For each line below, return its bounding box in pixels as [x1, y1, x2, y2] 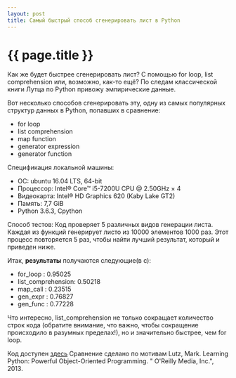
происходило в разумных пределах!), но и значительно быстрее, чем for [7, 328, 227, 337]
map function [17, 135, 56, 143]
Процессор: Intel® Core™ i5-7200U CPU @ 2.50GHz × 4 [17, 184, 181, 193]
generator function [17, 150, 72, 158]
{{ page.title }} [7, 47, 94, 63]
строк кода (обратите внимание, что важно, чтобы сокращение [7, 321, 199, 330]
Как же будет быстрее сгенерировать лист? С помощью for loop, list [7, 70, 214, 79]
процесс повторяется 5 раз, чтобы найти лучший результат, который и [7, 235, 220, 244]
